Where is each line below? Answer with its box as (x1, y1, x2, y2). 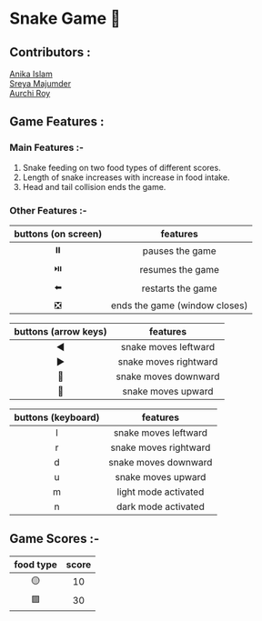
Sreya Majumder (9, 78, 71, 89)
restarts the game (141, 282, 217, 295)
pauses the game (142, 245, 217, 257)
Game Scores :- (9, 531, 100, 546)
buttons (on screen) (14, 227, 103, 240)
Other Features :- (9, 204, 87, 216)
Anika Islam (9, 68, 53, 79)
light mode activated (116, 486, 205, 498)
